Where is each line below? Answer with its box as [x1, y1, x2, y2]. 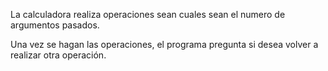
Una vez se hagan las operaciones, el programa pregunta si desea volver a [10, 39, 319, 50]
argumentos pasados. [10, 19, 100, 31]
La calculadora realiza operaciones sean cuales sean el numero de [10, 9, 286, 20]
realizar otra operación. [10, 49, 107, 61]
